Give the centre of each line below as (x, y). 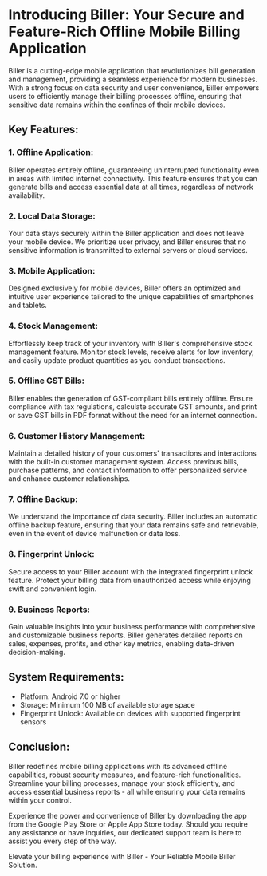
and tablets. (28, 306)
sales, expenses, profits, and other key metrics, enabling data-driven (121, 643)
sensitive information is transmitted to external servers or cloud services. (128, 250)
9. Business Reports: (49, 610)
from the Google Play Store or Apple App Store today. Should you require (128, 824)
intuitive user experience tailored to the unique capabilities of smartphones (132, 297)
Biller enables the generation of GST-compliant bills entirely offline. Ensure (131, 398)
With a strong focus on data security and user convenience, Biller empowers (134, 87)
